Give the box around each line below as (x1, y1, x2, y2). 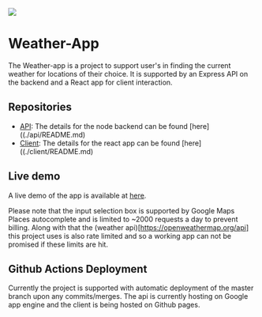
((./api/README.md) (19, 130, 86, 139)
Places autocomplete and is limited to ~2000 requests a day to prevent (8, 214, 238, 224)
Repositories (8, 100, 73, 114)
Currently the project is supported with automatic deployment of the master (8, 283, 254, 292)
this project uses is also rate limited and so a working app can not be (8, 231, 231, 240)
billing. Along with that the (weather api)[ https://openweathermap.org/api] (8, 222, 249, 232)
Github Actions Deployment (8, 262, 148, 276)
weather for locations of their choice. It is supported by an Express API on (8, 69, 249, 78)
